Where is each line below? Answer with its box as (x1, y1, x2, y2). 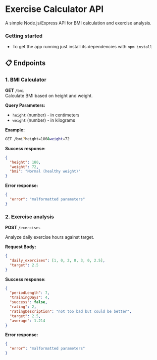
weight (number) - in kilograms (12, 117, 75, 123)
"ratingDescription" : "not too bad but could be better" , (9, 309, 132, 314)
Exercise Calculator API (5, 3, 104, 15)
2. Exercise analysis (5, 213, 54, 220)
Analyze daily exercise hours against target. (5, 234, 95, 240)
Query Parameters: (5, 102, 46, 108)
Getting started (5, 32, 43, 39)
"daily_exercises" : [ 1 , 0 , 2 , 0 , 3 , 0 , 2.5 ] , (9, 258, 105, 263)
